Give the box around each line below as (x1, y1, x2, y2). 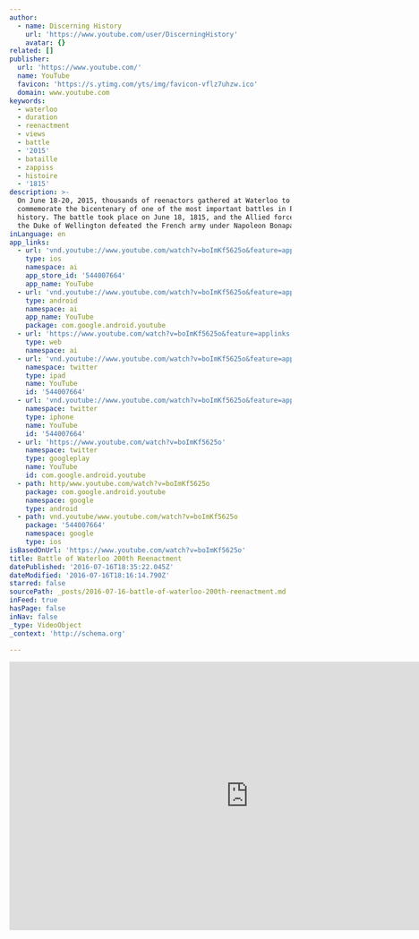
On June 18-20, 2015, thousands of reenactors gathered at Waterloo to (17, 196, 291, 206)
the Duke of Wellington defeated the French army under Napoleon (17, 221, 267, 230)
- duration (17, 113, 58, 122)
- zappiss (17, 163, 54, 172)
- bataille (17, 154, 58, 164)
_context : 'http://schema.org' (9, 628, 126, 638)
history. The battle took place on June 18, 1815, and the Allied (17, 212, 270, 222)
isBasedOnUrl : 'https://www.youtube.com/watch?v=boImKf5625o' (9, 545, 246, 555)
